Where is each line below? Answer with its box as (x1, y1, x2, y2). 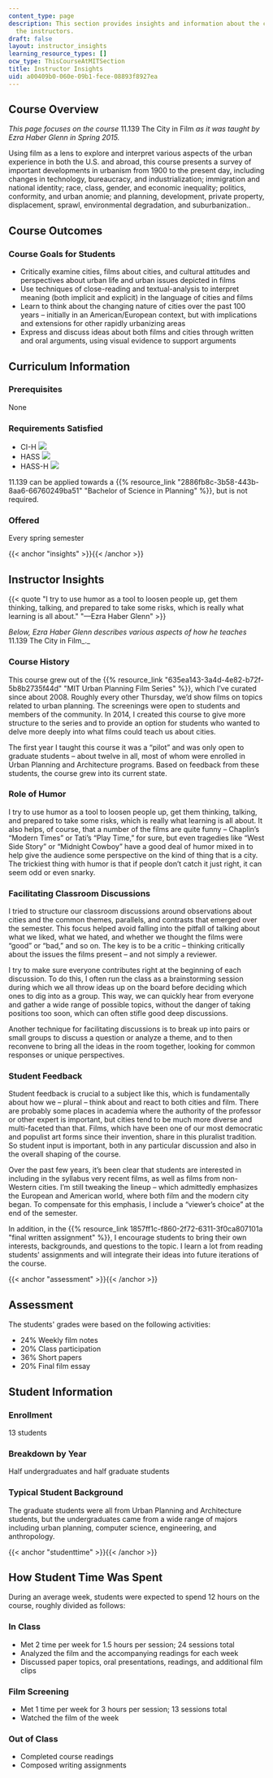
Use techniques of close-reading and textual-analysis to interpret (19, 284, 240, 294)
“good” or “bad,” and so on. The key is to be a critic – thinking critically (8, 941, 245, 951)
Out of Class (8, 1733, 58, 1745)
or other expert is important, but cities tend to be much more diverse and (8, 1115, 253, 1125)
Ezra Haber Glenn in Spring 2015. (8, 133, 120, 142)
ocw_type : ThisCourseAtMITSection (8, 58, 126, 66)
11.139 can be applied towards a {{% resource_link (8, 477, 176, 487)
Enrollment (8, 1409, 53, 1420)
